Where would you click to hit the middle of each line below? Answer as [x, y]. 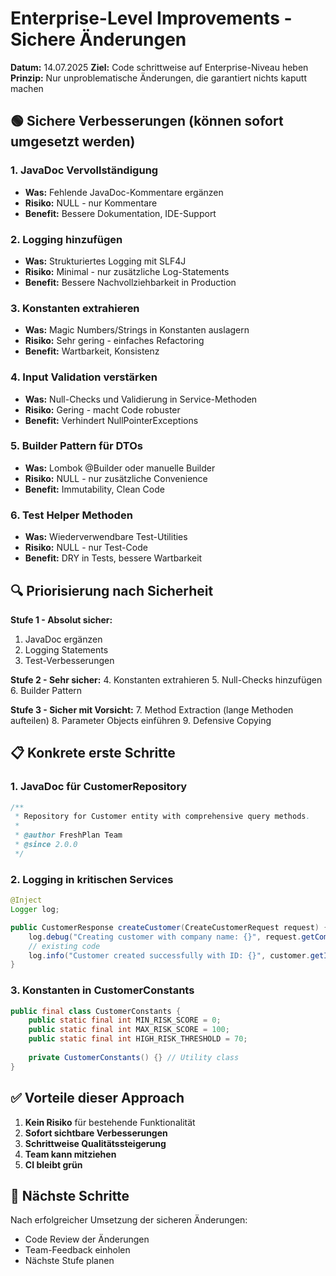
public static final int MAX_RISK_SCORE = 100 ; [129, 1030]
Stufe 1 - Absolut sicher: [61, 619]
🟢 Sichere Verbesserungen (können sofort [147, 121]
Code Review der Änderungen [87, 1239]
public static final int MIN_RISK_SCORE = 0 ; [125, 1020]
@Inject [26, 900]
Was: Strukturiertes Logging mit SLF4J [105, 261]
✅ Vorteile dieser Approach [97, 1098]
